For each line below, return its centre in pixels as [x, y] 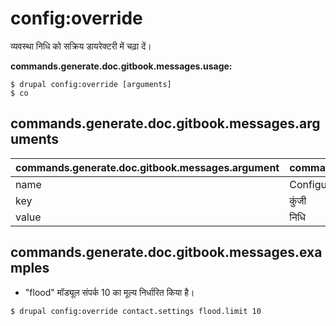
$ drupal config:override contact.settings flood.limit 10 [136, 311]
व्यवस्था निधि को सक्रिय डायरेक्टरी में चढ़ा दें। [81, 46]
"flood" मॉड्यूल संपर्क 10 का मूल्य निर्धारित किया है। [109, 292]
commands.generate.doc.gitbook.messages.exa [166, 252]
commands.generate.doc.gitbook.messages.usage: [121, 66]
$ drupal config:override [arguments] [91, 84]
